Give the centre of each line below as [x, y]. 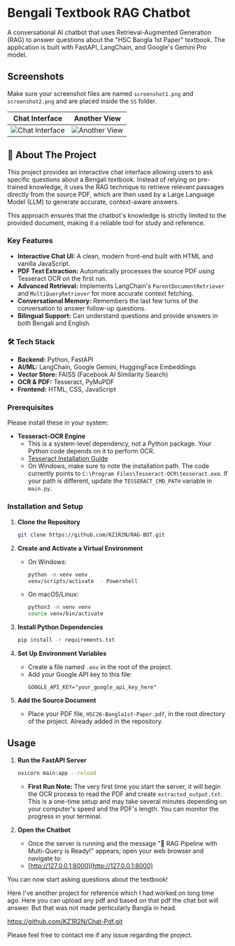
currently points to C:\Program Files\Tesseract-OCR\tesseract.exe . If [128, 474]
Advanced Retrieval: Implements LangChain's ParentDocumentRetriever [121, 286]
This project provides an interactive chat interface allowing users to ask [110, 172]
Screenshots [36, 77]
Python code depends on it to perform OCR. [91, 451]
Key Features [30, 241]
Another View [97, 118]
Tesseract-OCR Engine [51, 437]
